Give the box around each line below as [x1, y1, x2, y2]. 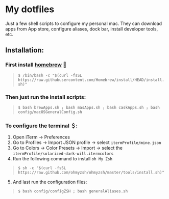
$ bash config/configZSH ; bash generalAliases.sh [17, 189, 128, 194]
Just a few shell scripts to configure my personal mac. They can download [5, 20, 162, 26]
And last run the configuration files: [12, 179, 87, 185]
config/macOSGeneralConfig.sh [17, 109, 83, 115]
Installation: [5, 46, 44, 54]
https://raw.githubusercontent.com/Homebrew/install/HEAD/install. [17, 77, 164, 82]
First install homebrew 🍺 [5, 61, 67, 68]
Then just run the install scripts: [5, 93, 86, 100]
